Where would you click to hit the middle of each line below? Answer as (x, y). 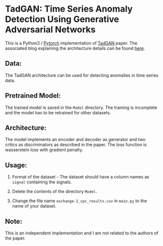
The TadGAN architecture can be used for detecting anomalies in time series (82, 75)
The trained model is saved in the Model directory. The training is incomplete (81, 107)
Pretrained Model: (33, 96)
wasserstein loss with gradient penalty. (44, 150)
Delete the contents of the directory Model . (54, 192)
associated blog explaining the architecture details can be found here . (75, 48)
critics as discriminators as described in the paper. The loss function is (76, 145)
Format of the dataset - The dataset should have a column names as (81, 177)
